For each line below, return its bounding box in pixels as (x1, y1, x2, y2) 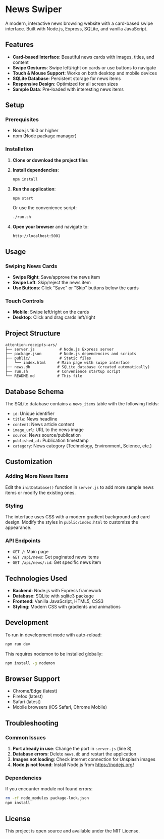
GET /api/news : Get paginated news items (12, 554, 99, 560)
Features (5, 41, 34, 49)
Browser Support (5, 675, 61, 683)
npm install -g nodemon (5, 660, 56, 666)
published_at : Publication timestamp (12, 437, 89, 443)
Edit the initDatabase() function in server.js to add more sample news (5, 484, 154, 490)
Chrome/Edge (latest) (12, 688, 58, 694)
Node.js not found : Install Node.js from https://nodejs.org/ (12, 761, 135, 768)
